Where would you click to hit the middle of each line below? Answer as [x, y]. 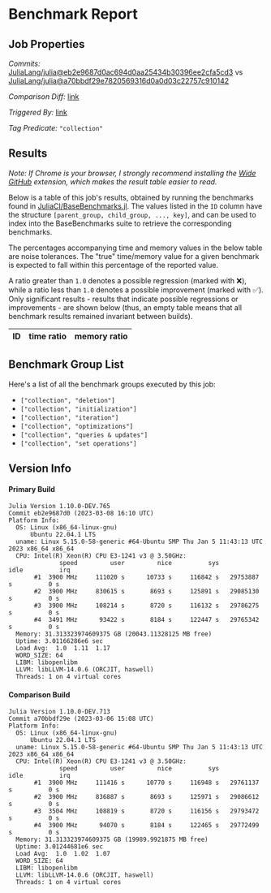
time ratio [48, 336]
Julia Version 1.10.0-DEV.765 [60, 507]
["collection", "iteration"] [69, 418]
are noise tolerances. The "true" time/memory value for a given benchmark [134, 256]
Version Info [40, 469]
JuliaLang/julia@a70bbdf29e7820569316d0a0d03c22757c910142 [119, 81]
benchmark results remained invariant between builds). [101, 316]
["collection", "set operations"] [78, 443]
